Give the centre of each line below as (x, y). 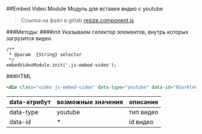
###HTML (19, 76)
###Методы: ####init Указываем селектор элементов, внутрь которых (97, 32)
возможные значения (90, 102)
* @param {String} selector (45, 55)
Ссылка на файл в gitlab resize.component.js (77, 20)
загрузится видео (29, 38)
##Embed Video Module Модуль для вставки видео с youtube (85, 9)
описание (144, 102)
